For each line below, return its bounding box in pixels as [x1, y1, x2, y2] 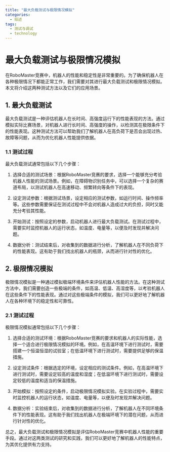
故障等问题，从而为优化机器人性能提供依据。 [5, 134, 99, 140]
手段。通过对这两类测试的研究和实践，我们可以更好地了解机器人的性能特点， [5, 435, 165, 441]
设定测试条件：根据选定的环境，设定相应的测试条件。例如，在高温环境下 [12, 365, 163, 371]
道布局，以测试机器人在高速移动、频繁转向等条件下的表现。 [12, 184, 137, 191]
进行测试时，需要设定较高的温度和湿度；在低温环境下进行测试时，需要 [12, 371, 159, 378]
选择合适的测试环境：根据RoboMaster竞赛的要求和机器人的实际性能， [12, 335, 158, 341]
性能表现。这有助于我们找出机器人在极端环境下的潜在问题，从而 [26, 411, 159, 418]
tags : [5, 21, 17, 27]
